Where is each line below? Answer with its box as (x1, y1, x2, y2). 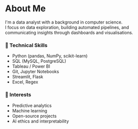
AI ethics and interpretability (12, 118, 69, 124)
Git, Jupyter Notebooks (12, 69, 59, 75)
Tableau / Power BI (12, 63, 50, 69)
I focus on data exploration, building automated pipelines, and (5, 24, 129, 30)
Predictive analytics (12, 103, 52, 108)
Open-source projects (12, 113, 57, 119)
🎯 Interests (5, 91, 32, 98)
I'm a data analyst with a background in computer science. (5, 19, 123, 25)
